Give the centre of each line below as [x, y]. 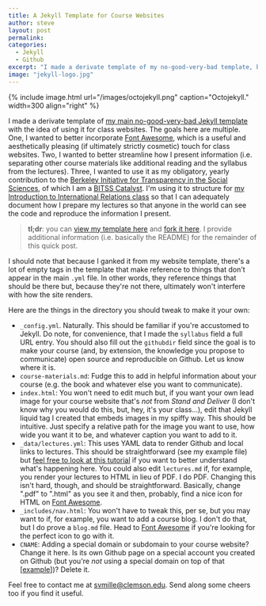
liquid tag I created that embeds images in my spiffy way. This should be [138, 417]
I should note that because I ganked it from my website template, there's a [129, 261]
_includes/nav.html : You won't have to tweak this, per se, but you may [135, 510]
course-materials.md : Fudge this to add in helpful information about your [138, 375]
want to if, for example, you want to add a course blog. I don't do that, [133, 519]
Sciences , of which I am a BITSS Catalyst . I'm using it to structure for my [127, 188]
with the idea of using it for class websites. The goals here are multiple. [124, 129]
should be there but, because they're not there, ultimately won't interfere [127, 286]
